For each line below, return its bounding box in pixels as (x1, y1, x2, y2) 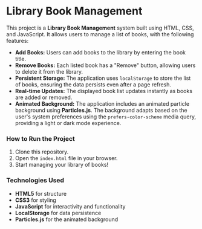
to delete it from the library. (15, 68, 83, 75)
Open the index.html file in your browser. (15, 155, 118, 162)
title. (15, 55, 26, 62)
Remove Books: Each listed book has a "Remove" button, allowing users (15, 62, 196, 69)
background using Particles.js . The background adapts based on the (15, 106, 187, 114)
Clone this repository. (15, 148, 69, 155)
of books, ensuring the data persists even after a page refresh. (15, 80, 171, 88)
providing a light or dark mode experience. (15, 119, 122, 126)
